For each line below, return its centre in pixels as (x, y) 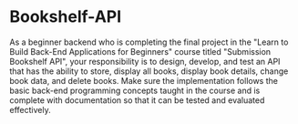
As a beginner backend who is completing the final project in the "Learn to (149, 42)
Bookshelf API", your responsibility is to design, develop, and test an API (145, 61)
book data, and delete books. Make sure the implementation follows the (144, 80)
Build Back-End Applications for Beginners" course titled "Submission (140, 51)
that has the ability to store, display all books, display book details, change (149, 71)
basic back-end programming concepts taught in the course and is (135, 90)
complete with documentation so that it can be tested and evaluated (137, 100)
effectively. (31, 109)
